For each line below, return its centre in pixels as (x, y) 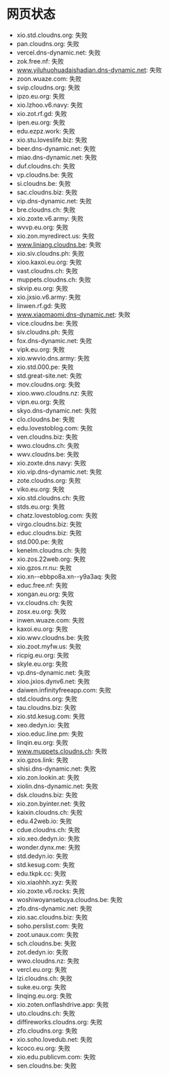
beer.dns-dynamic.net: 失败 (56, 148)
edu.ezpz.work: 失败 (46, 131)
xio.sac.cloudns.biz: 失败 (52, 917)
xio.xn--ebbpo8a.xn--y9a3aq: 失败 (67, 576)
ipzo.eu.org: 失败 (41, 96)
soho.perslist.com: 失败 (50, 926)
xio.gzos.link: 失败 (42, 759)
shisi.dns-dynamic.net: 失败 (56, 769)
